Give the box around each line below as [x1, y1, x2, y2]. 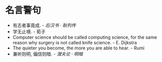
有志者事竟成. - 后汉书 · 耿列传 [12, 22, 76, 28]
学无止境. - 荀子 [12, 28, 46, 34]
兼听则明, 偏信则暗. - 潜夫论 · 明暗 [12, 51, 83, 57]
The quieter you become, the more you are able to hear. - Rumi [12, 45, 145, 51]
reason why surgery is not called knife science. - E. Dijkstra [12, 39, 137, 45]
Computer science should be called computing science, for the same [12, 34, 157, 40]
